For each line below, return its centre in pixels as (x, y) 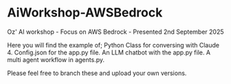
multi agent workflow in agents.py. (56, 59)
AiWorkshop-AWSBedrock (85, 13)
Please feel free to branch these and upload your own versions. (97, 73)
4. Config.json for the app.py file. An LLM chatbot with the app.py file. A (109, 52)
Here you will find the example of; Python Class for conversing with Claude (113, 45)
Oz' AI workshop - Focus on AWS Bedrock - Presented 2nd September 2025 (116, 32)
